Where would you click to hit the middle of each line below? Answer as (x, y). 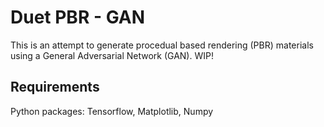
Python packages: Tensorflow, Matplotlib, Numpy (112, 111)
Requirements (55, 87)
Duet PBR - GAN (78, 17)
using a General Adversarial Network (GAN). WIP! (112, 55)
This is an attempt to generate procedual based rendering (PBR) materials (162, 45)
